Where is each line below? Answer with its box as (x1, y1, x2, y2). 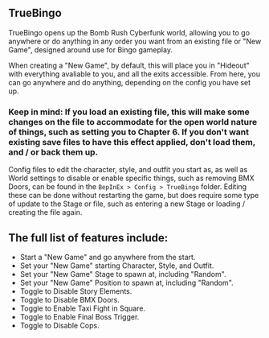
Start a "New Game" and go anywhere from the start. (19, 252, 196, 262)
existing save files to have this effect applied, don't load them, (8, 136, 255, 147)
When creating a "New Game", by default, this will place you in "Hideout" (8, 60, 251, 70)
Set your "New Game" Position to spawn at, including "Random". (19, 278, 234, 287)
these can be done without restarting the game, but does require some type (8, 191, 259, 200)
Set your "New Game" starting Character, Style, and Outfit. (19, 261, 214, 270)
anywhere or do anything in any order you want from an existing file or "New (8, 36, 262, 46)
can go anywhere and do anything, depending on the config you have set (8, 77, 251, 87)
